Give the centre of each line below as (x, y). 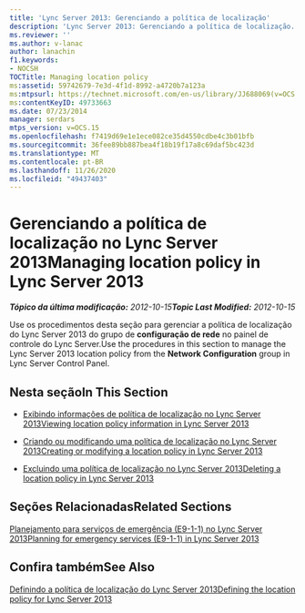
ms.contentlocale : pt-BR (56, 162)
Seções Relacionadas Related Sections (121, 507)
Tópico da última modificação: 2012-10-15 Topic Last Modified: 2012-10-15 (152, 307)
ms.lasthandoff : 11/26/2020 (63, 170)
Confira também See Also (82, 567)
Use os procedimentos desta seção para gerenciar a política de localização (151, 325)
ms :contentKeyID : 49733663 (61, 102)
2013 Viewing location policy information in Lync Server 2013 (136, 424)
